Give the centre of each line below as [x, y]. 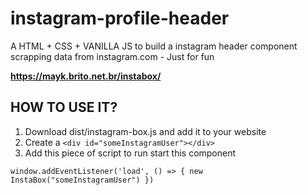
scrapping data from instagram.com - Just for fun [112, 56]
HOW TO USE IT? [64, 107]
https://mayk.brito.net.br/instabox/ [86, 76]
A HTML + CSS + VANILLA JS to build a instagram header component [154, 46]
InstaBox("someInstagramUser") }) [82, 180]
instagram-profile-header [120, 18]
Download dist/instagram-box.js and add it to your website [145, 131]
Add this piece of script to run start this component [130, 153]
